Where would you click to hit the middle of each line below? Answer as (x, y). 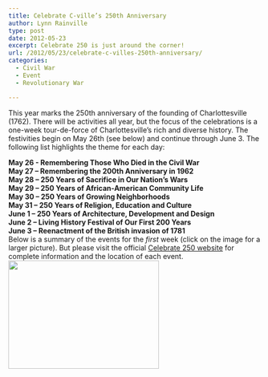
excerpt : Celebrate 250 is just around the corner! (96, 46)
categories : (28, 61)
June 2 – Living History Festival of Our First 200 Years (100, 222)
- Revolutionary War (50, 83)
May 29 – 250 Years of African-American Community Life (106, 188)
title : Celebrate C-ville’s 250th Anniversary (87, 16)
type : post (26, 30)
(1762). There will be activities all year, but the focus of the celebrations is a (133, 121)
